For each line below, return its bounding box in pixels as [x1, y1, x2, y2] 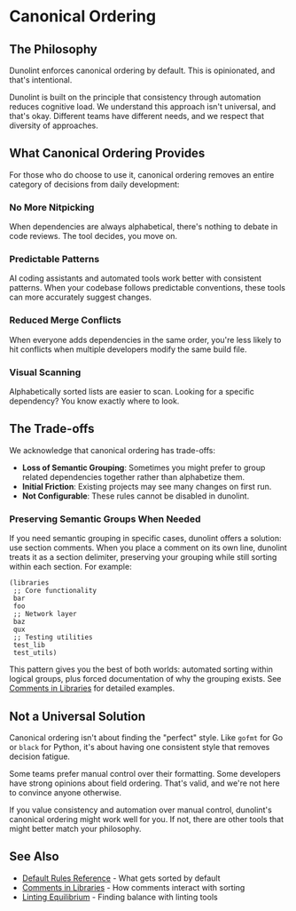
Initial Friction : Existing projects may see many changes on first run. [21, 481, 272, 491]
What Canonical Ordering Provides [9, 146, 206, 161]
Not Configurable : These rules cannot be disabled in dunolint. [21, 491, 250, 501]
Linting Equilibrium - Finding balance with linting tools [21, 891, 219, 902]
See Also [9, 849, 59, 864]
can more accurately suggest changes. [9, 292, 152, 303]
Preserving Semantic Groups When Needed [9, 513, 201, 525]
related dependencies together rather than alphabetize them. [21, 471, 245, 482]
